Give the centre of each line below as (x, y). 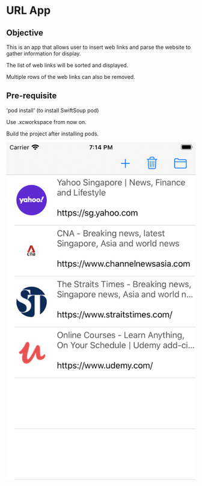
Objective (25, 33)
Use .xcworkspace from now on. (47, 122)
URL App (29, 11)
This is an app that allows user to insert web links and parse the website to (99, 47)
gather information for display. (44, 54)
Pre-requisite (32, 96)
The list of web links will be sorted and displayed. (67, 65)
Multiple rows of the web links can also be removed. (71, 77)
